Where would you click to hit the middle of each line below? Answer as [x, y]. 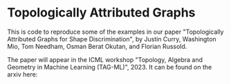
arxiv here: [22, 74]
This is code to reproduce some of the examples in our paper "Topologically [115, 32]
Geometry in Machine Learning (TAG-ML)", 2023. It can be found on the [110, 67]
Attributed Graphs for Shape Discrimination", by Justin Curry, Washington [112, 39]
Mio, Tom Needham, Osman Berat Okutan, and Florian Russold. [97, 46]
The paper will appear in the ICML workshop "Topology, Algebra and [105, 59]
